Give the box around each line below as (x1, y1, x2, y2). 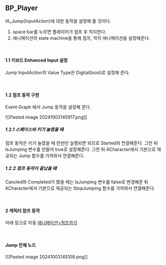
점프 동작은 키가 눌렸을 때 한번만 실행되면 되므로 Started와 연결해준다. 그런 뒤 (5, 140, 158, 146)
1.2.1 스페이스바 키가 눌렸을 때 (5, 126, 64, 132)
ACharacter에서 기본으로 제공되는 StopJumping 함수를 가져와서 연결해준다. (5, 185, 155, 191)
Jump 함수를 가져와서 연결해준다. (18, 153, 85, 159)
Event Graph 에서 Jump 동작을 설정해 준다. (5, 104, 92, 110)
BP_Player (5, 4, 38, 13)
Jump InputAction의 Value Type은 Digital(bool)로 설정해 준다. (5, 70, 130, 76)
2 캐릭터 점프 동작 (5, 207, 40, 213)
